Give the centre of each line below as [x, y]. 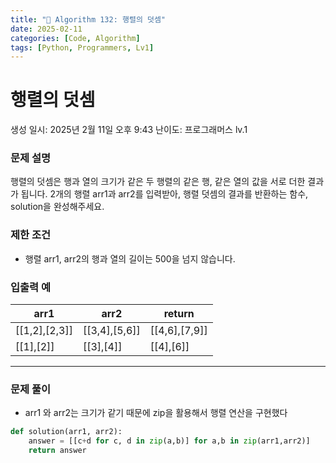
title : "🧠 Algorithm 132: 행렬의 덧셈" [88, 19]
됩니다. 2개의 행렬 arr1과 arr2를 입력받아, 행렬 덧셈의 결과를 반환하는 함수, [164, 194]
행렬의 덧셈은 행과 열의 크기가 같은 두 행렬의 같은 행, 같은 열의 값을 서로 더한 [158, 182]
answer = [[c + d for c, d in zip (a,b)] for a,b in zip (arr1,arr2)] [169, 441]
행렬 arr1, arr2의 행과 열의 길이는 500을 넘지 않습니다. [130, 258]
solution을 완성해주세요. [57, 207]
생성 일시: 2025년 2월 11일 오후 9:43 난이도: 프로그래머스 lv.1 [129, 130]
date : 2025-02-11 [46, 29]
